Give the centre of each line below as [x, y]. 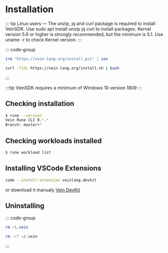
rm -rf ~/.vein [21, 237]
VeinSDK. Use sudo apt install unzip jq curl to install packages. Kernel [78, 29]
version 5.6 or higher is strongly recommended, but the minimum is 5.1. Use [84, 34]
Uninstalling [25, 205]
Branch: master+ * [24, 125]
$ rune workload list [28, 152]
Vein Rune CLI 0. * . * [27, 120]
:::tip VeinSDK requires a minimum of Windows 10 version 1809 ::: [74, 88]
